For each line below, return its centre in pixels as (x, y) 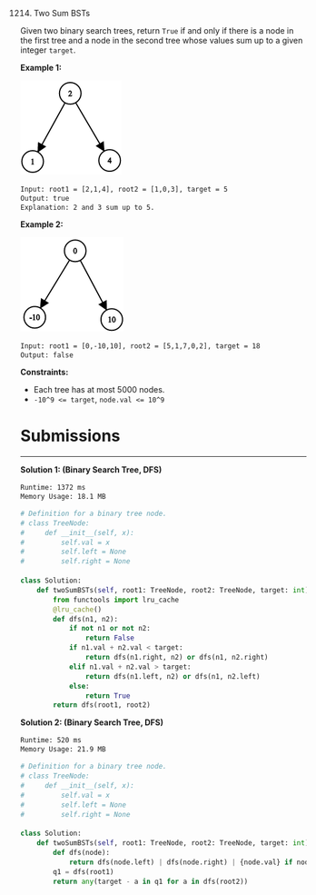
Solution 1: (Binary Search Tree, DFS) (91, 469)
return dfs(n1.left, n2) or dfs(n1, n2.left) (173, 676)
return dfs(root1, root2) (102, 705)
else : (79, 686)
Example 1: (41, 68)
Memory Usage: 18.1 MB (63, 496)
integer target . (48, 50)
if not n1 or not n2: (110, 629)
